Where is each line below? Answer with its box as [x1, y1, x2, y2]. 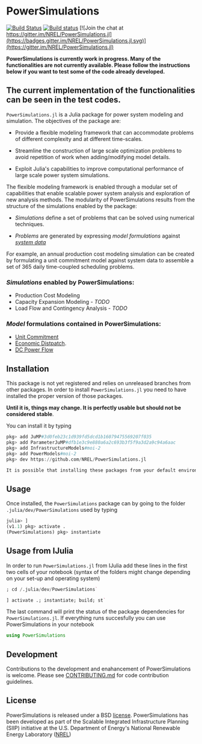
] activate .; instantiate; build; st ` [6, 597, 106, 604]
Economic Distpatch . [14, 339, 67, 347]
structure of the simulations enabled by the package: [6, 202, 137, 209]
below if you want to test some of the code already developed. [6, 68, 165, 75]
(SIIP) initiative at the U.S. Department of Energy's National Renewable [6, 724, 180, 731]
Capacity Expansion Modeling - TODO [14, 298, 110, 306]
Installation [6, 364, 49, 374]
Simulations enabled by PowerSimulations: [6, 278, 135, 286]
